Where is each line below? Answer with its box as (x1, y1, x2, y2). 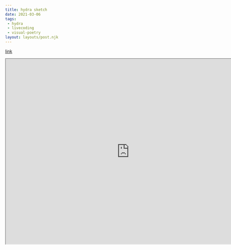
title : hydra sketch (5, 7, 48, 12)
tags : (5, 16, 16, 21)
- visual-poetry (7, 30, 41, 35)
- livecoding (7, 26, 35, 31)
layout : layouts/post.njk (5, 35, 58, 40)
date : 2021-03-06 (5, 12, 41, 17)
